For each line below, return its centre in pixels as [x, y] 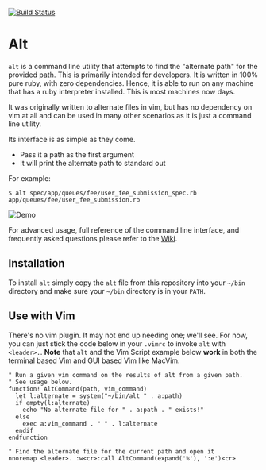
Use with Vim [42, 316]
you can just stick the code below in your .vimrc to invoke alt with [117, 343]
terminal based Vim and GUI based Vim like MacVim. [94, 360]
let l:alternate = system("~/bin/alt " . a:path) [99, 396]
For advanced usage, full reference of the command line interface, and [124, 229]
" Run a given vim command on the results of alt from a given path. [126, 375]
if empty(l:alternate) [53, 403]
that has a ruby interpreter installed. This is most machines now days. [122, 91]
